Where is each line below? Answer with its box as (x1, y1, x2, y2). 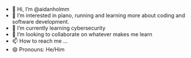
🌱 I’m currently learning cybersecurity (11, 24, 106, 31)
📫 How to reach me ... (11, 37, 68, 44)
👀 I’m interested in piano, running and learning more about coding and (11, 12, 185, 19)
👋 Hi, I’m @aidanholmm (11, 6, 70, 12)
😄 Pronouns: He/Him (11, 46, 65, 53)
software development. (11, 18, 70, 25)
